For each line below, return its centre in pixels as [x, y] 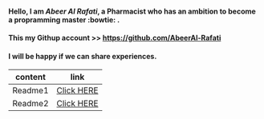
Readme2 [31, 104]
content [30, 77]
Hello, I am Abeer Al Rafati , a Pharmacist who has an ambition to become [132, 11]
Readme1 [31, 90]
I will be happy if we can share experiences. [83, 56]
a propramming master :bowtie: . [64, 19]
